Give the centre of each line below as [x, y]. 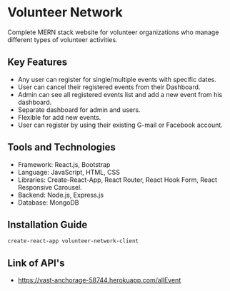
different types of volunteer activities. [62, 39]
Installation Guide [47, 224]
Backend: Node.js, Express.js [61, 195]
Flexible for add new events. [59, 117]
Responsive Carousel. [50, 187]
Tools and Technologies [62, 147]
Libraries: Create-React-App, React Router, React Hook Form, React [117, 180]
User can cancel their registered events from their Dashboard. [109, 87]
